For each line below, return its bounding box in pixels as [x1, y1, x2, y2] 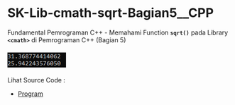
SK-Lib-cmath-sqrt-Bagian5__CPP [7, 5, 214, 21]
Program [17, 89, 44, 98]
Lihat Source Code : [7, 75, 66, 84]
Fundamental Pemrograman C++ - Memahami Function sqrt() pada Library [7, 28, 229, 37]
